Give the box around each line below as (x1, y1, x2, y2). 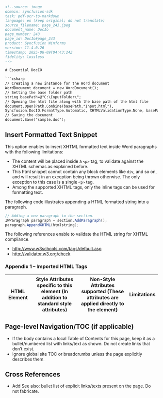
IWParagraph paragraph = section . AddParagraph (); (5, 218, 108, 223)
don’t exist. (12, 346, 35, 352)
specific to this (37, 282, 73, 288)
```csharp (5, 76, 25, 81)
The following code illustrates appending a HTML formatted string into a (5, 199, 149, 205)
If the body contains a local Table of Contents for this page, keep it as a (12, 335, 155, 341)
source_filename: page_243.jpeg (5, 22, 70, 28)
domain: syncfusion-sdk (5, 9, 53, 14)
